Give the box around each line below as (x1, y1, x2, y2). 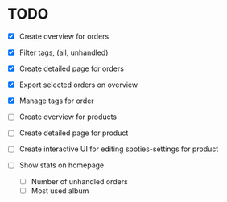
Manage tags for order (19, 96, 94, 105)
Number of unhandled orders (31, 176, 128, 186)
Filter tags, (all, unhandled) (19, 47, 109, 57)
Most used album (31, 186, 89, 196)
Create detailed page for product (19, 128, 129, 138)
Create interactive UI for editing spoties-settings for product (19, 144, 219, 154)
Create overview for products (19, 112, 118, 122)
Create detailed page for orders (19, 64, 124, 73)
